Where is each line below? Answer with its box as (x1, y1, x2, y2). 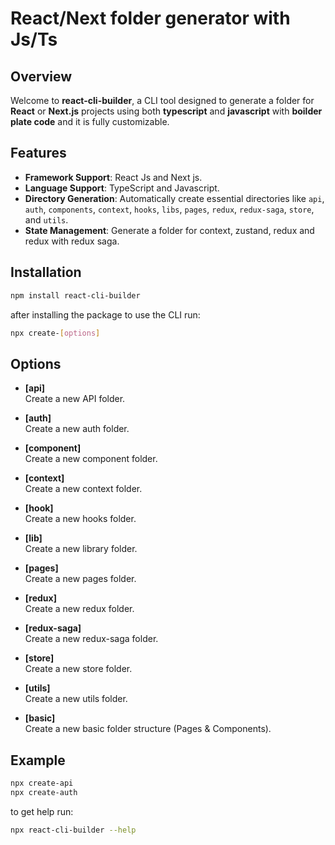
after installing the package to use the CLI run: (10, 308, 201, 321)
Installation (10, 264, 82, 281)
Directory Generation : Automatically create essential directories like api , (24, 192, 325, 204)
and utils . (24, 213, 69, 226)
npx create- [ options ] (10, 328, 101, 338)
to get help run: (10, 805, 74, 817)
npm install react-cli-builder (10, 290, 141, 301)
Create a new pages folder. (24, 573, 137, 585)
